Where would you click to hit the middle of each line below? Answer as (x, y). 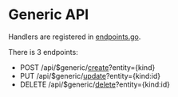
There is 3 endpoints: (43, 52)
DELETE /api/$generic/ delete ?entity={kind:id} (95, 84)
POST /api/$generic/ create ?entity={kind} (87, 67)
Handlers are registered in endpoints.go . (75, 37)
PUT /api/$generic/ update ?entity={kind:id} (90, 76)
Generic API (49, 15)
